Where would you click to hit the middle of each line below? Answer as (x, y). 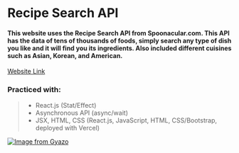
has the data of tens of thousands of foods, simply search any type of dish (119, 40)
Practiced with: (34, 90)
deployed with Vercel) (68, 127)
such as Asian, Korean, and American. (65, 55)
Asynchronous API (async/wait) (81, 113)
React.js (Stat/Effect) (66, 105)
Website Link (26, 72)
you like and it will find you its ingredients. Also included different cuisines (119, 48)
